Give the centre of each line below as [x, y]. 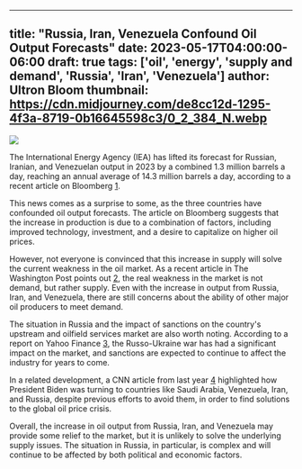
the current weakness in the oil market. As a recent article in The [129, 268]
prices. [22, 241]
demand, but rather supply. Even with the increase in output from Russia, [144, 287]
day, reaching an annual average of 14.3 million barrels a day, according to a [150, 176]
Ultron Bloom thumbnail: [79, 90]
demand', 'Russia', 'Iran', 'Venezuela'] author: [139, 76]
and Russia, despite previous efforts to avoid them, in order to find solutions [150, 399]
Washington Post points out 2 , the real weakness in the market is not [136, 278]
